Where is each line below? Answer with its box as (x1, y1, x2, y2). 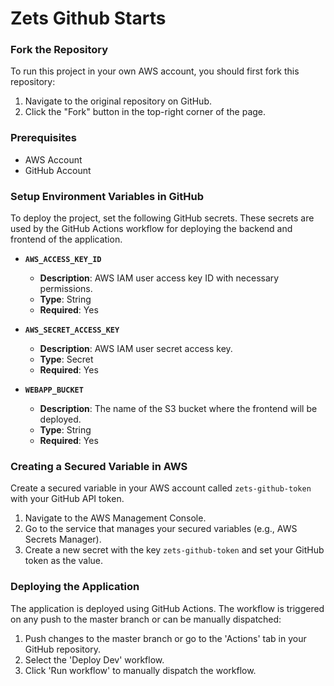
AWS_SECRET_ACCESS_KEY (24, 325, 120, 336)
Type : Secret (39, 353, 94, 366)
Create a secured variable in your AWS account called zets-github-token (10, 482, 312, 494)
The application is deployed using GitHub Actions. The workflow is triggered (10, 602, 325, 614)
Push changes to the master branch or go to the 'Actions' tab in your (24, 632, 307, 644)
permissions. (39, 283, 93, 295)
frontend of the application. (10, 233, 123, 246)
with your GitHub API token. (10, 493, 125, 505)
